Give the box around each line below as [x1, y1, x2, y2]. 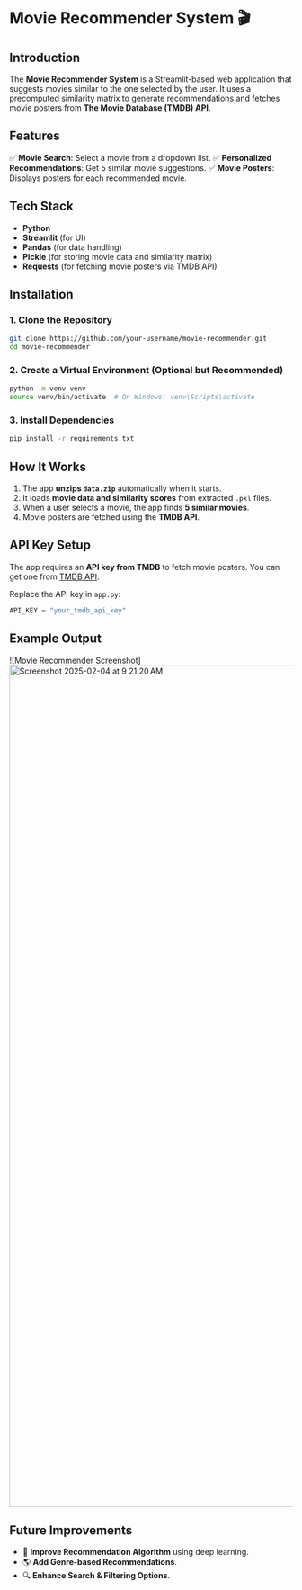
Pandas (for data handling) [22, 241, 123, 253]
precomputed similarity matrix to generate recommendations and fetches [9, 93, 280, 103]
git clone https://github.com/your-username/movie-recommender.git [9, 335, 268, 344]
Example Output [9, 631, 102, 647]
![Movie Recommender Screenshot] [9, 655, 141, 665]
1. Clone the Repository [9, 313, 112, 326]
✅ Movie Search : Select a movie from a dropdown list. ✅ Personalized [9, 152, 272, 163]
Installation [9, 287, 74, 302]
